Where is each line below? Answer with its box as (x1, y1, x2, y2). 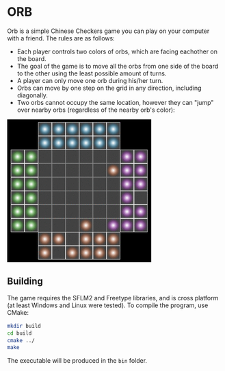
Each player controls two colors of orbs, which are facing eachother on (16, 47, 217, 56)
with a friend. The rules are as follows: (7, 34, 115, 42)
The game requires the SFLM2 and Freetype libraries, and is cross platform (7, 294, 219, 302)
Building (7, 276, 43, 287)
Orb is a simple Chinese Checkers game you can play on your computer (7, 27, 210, 35)
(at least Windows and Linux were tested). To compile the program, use (7, 301, 209, 309)
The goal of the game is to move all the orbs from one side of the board (16, 62, 219, 70)
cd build (7, 330, 32, 337)
